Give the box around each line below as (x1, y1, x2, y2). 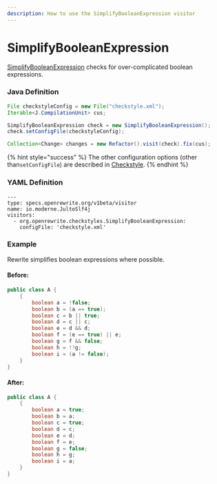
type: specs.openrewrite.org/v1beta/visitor (7, 200, 137, 206)
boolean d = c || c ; (32, 318, 91, 325)
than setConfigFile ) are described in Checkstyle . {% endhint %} (7, 160, 189, 169)
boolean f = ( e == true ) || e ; (32, 331, 122, 338)
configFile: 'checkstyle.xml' (19, 224, 107, 231)
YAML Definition (7, 177, 63, 187)
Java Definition (7, 87, 59, 97)
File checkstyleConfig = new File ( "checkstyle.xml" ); (7, 103, 165, 110)
